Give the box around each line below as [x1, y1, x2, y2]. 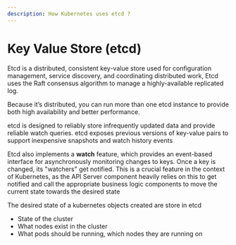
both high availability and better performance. [7, 107, 140, 116]
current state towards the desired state [7, 187, 120, 196]
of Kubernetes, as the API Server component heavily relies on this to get [7, 172, 217, 180]
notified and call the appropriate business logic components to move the [7, 180, 218, 188]
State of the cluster [17, 214, 74, 222]
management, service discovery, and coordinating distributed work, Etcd [7, 71, 218, 80]
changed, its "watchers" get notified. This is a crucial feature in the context [7, 165, 225, 173]
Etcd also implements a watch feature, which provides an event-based [7, 149, 213, 158]
